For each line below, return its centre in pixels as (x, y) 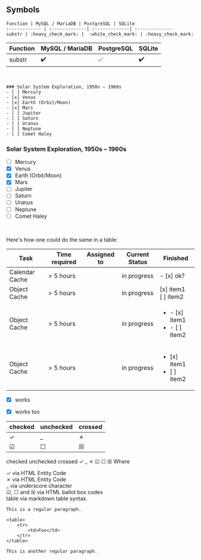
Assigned (100, 254)
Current (138, 254)
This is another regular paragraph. (52, 551)
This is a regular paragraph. (44, 509)
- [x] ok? (172, 276)
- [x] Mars (20, 108)
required (64, 261)
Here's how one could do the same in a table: (62, 239)
